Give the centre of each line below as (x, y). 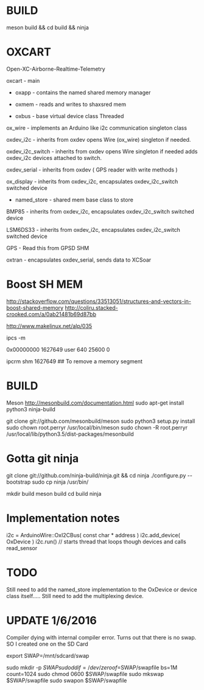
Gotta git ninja (43, 458)
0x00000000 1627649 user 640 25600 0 (58, 349)
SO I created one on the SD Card (47, 644)
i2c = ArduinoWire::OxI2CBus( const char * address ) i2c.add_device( (93, 535)
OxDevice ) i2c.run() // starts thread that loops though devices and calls (97, 542)
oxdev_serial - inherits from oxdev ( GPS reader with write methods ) (92, 169)
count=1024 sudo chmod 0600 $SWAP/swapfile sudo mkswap (85, 674)
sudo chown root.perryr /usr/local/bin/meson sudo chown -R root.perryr (97, 427)
